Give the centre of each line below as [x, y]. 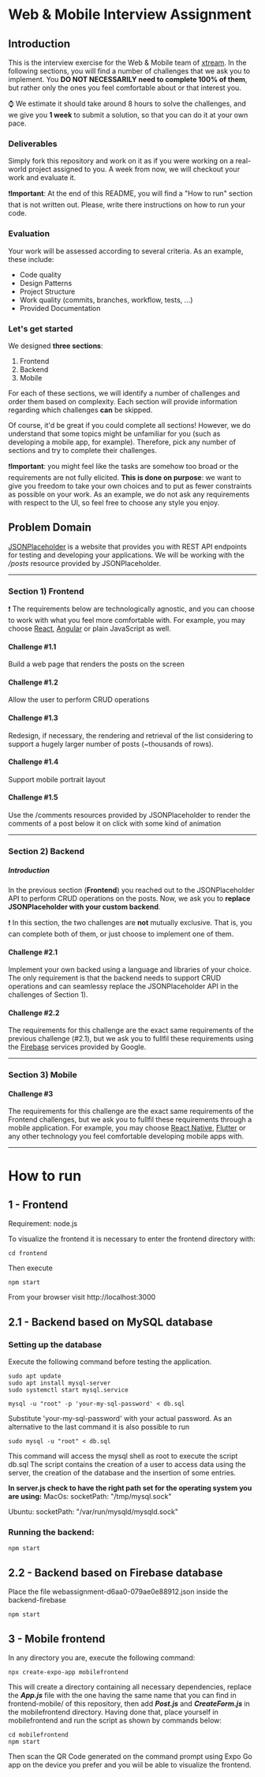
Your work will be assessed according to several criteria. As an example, [126, 251]
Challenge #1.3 [33, 718]
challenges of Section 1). [48, 995]
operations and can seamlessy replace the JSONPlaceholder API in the [123, 986]
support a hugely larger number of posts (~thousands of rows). [111, 744]
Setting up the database [55, 1344]
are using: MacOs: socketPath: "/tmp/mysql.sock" [90, 1497]
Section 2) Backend [47, 851]
